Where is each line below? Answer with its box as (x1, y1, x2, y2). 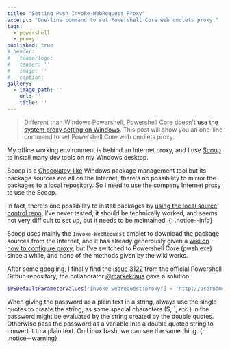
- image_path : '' (13, 86, 63, 93)
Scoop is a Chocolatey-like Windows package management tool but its (7, 166, 207, 175)
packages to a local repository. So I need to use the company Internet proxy (7, 181, 221, 189)
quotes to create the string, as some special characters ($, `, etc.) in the (7, 304, 209, 313)
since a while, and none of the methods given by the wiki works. (7, 251, 188, 259)
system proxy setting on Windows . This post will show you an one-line (23, 125, 223, 134)
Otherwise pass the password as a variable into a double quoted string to (7, 320, 214, 328)
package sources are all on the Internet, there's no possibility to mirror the (7, 173, 216, 182)
